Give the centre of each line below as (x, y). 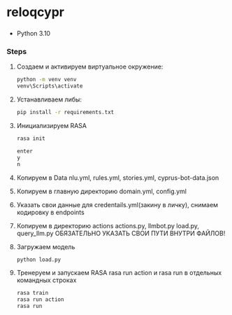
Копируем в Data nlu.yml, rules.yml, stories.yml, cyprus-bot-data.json (118, 177)
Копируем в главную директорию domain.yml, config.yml (101, 191)
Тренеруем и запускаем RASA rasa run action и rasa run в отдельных (119, 273)
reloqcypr (35, 12)
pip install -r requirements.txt (65, 113)
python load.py (39, 260)
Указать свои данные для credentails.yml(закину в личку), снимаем (117, 204)
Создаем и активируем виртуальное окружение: (90, 66)
